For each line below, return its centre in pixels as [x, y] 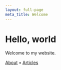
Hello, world [31, 39]
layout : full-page [24, 10]
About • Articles [22, 62]
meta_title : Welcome [27, 14]
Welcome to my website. [30, 53]
